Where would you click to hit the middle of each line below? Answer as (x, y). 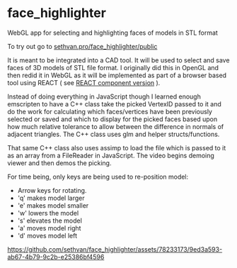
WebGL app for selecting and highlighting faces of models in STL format (112, 33)
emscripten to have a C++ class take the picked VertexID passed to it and (114, 104)
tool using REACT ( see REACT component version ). (84, 82)
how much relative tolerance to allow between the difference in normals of (116, 126)
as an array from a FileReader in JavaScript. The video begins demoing (111, 155)
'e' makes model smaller (53, 205)
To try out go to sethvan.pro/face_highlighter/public (82, 46)
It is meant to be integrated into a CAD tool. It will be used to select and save (118, 60)
